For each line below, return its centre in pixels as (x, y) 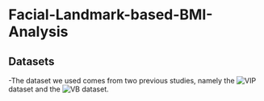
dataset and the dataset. (59, 89)
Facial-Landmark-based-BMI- (111, 15)
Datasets (31, 61)
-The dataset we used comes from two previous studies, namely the (122, 81)
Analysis (38, 32)
